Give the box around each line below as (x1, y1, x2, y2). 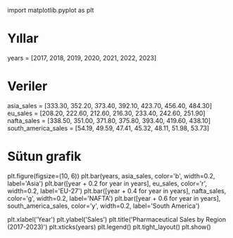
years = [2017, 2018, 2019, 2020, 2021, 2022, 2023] (7, 53, 157, 62)
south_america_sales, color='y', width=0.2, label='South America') (7, 201, 200, 210)
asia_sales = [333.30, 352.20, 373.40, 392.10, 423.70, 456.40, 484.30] (7, 101, 213, 110)
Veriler (7, 79, 48, 94)
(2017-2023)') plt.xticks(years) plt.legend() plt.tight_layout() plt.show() (7, 223, 211, 231)
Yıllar (7, 31, 39, 46)
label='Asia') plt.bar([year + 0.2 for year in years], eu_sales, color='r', (7, 179, 208, 187)
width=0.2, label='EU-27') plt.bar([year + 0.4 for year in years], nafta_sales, (7, 186, 227, 195)
